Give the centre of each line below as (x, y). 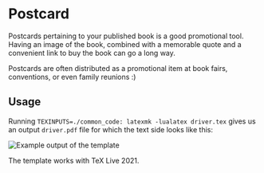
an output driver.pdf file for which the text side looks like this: (111, 129)
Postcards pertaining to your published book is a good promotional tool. (126, 36)
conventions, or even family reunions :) (72, 77)
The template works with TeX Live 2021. (74, 160)
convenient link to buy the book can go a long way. (92, 53)
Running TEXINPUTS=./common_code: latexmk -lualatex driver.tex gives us (132, 121)
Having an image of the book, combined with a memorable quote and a (125, 44)
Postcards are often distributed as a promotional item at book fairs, (118, 68)
